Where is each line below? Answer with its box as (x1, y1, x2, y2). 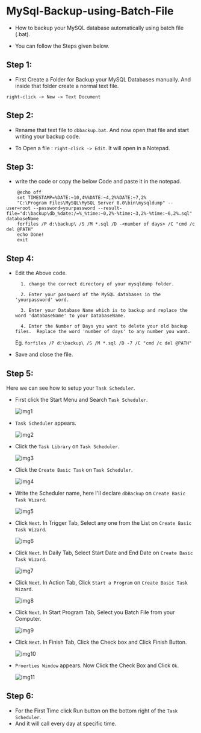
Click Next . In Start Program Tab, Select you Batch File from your (14, 609, 175, 616)
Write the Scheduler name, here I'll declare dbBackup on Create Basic (14, 490, 186, 497)
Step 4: (6, 253, 34, 264)
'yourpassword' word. (14, 297, 69, 303)
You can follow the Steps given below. (14, 42, 110, 49)
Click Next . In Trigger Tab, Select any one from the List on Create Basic (14, 519, 192, 526)
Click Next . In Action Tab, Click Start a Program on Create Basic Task (14, 579, 188, 586)
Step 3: (6, 162, 34, 172)
